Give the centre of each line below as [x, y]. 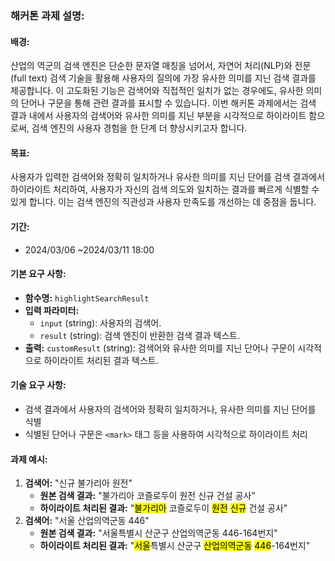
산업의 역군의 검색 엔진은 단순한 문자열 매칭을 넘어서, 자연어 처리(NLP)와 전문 [161, 66]
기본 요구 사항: [38, 274]
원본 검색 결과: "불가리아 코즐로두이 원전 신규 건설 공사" [147, 496]
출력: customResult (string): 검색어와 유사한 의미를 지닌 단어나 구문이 [160, 348]
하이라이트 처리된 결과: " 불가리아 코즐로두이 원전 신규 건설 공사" [163, 508]
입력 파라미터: [52, 310]
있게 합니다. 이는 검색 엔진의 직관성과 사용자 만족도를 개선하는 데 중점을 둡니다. [163, 202]
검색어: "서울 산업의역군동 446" [87, 521]
